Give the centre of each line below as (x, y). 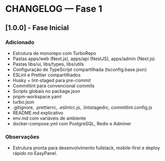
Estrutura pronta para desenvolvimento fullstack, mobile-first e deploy (86, 148)
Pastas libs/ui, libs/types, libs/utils (48, 64)
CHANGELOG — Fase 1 (54, 9)
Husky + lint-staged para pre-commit (52, 80)
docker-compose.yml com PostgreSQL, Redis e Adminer (72, 123)
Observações (22, 137)
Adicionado (20, 42)
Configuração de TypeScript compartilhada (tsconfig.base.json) (79, 69)
